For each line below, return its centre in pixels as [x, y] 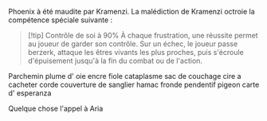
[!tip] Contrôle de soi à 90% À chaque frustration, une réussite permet [143, 35]
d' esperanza [30, 93]
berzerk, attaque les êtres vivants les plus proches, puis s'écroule [136, 52]
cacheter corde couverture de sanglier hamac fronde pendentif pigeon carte [134, 84]
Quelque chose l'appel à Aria [56, 108]
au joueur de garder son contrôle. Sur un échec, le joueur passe [133, 44]
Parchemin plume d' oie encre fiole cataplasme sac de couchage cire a [125, 76]
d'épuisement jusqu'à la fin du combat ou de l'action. [115, 60]
